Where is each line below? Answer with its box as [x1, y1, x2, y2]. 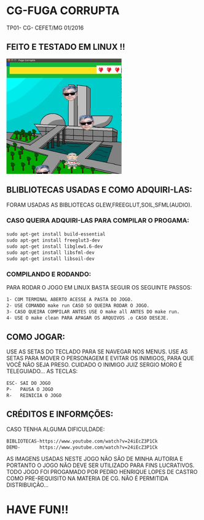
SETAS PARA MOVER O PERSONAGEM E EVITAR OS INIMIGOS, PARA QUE [6, 354, 195, 361]
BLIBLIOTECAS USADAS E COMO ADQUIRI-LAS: [6, 185, 192, 195]
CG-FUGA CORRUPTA [6, 4, 120, 18]
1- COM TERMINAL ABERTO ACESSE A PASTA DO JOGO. [6, 296, 133, 303]
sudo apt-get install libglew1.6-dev [6, 243, 103, 250]
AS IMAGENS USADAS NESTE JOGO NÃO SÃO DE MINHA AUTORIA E [6, 455, 183, 462]
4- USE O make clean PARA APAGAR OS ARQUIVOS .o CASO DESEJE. [6, 315, 169, 321]
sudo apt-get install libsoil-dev [6, 256, 95, 262]
